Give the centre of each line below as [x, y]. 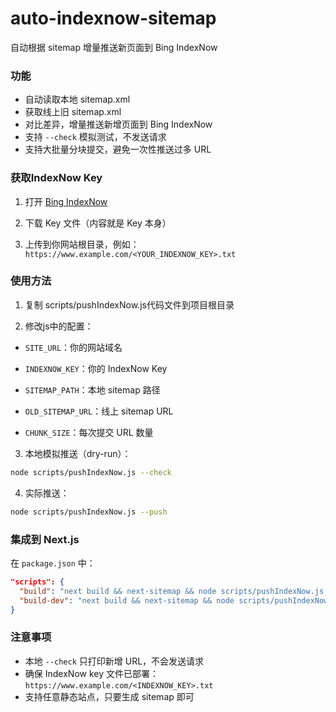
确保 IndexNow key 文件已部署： [91, 673]
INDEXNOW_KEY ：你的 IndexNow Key [96, 368]
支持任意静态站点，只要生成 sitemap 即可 [109, 696]
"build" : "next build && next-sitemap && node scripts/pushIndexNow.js [172, 591]
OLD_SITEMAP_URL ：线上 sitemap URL [99, 411]
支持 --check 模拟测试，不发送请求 [95, 137]
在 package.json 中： [53, 563]
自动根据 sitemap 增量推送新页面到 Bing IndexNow [114, 47]
